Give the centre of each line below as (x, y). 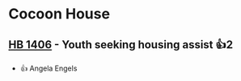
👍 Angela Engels (49, 68)
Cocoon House (59, 14)
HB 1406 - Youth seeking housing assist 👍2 (121, 45)
